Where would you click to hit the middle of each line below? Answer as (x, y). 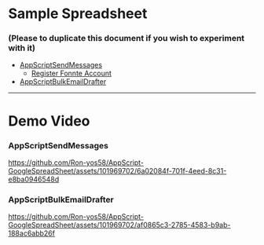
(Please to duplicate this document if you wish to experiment (126, 38)
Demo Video (49, 121)
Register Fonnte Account (71, 73)
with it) (22, 48)
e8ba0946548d (34, 179)
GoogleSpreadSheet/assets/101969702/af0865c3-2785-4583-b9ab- (119, 225)
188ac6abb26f (31, 233)
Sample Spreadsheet (78, 14)
